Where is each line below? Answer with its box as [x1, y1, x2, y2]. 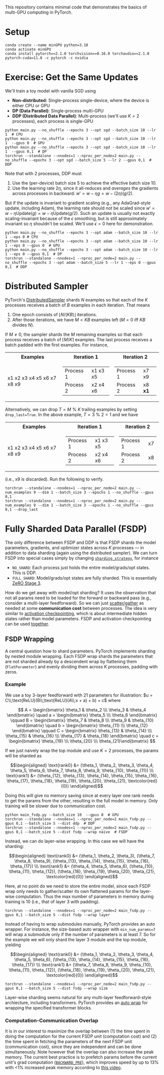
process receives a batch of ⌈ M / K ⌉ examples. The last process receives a [5, 336, 152, 342]
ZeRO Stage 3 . [12, 580, 41, 586]
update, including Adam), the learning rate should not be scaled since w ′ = [5, 205, 155, 211]
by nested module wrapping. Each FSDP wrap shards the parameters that [5, 653, 153, 659]
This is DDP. [12, 570, 37, 576]
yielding [5, 942, 21, 948]
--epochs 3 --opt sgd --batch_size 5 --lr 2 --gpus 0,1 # [29, 158, 152, 163]
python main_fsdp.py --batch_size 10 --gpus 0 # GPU [5, 812, 119, 817]
